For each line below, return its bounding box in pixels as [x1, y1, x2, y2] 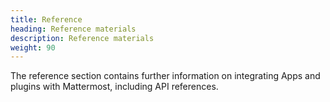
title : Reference [10, 14, 83, 25]
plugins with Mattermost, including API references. [10, 81, 219, 93]
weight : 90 [10, 42, 56, 53]
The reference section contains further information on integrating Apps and [10, 70, 321, 82]
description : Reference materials [10, 33, 155, 43]
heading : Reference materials [10, 24, 137, 34]
